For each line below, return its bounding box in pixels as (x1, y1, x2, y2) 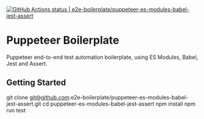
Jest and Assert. (6, 59, 47, 67)
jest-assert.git (6, 100, 41, 107)
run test (6, 106, 26, 114)
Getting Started (6, 78, 66, 88)
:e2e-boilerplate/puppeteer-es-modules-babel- (69, 93, 189, 101)
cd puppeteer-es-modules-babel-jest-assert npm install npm (42, 100, 196, 107)
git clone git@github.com (6, 93, 70, 101)
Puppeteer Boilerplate (6, 33, 120, 47)
